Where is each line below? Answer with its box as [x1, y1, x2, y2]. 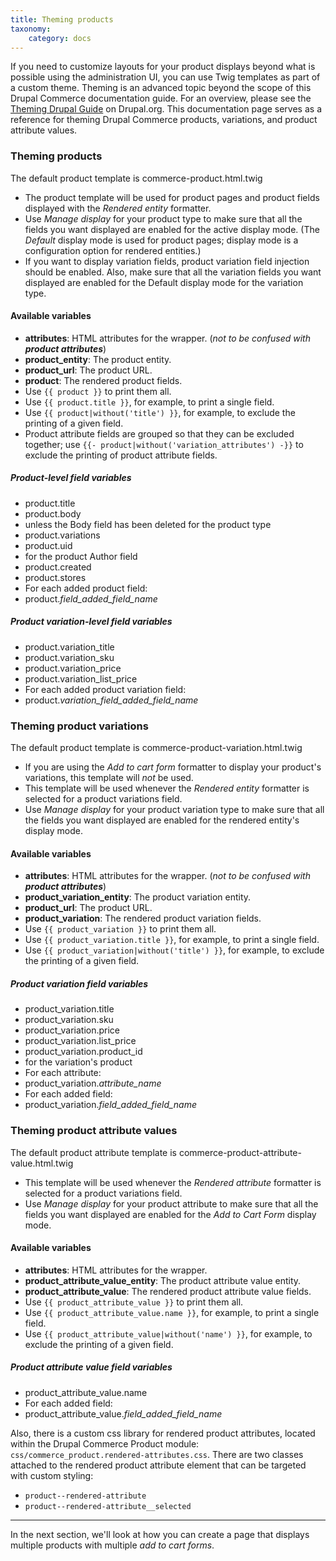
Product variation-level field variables [10, 616, 173, 628]
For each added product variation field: [24, 683, 187, 695]
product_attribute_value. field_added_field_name [24, 1407, 223, 1420]
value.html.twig [10, 1157, 74, 1169]
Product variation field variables [10, 977, 149, 990]
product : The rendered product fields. [24, 374, 183, 386]
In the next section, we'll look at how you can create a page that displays [10, 1528, 310, 1540]
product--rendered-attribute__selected [24, 1501, 192, 1511]
